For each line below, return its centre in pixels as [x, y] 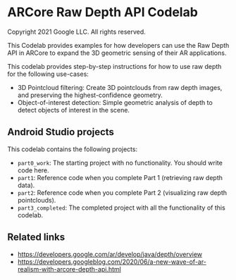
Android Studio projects [61, 132]
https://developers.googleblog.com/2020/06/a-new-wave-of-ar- [112, 262]
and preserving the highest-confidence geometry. [90, 95]
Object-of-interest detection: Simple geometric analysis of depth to [115, 102]
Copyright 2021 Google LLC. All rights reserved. [76, 32]
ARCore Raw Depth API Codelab [103, 12]
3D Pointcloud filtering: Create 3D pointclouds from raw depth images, [120, 87]
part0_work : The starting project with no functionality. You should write [120, 163]
